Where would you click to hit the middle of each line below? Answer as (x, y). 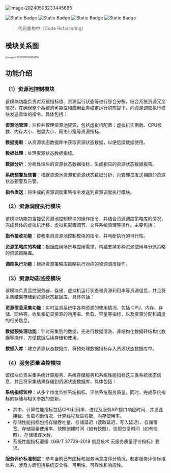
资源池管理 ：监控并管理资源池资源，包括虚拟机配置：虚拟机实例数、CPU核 (83, 125)
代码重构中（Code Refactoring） (52, 28)
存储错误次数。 (39, 435)
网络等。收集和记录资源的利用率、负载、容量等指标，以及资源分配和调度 (90, 314)
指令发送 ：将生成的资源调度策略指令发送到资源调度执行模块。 (70, 192)
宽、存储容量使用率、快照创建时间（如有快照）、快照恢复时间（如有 (83, 429)
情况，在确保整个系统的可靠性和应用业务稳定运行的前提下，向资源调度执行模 (85, 108)
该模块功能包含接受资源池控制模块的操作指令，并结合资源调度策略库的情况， (85, 218)
